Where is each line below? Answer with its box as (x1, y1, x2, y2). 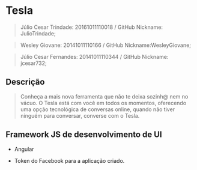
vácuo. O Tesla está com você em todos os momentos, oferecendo (20, 99, 187, 106)
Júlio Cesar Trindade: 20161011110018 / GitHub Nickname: (20, 23, 163, 31)
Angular (14, 145, 34, 153)
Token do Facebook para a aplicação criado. (14, 157, 125, 164)
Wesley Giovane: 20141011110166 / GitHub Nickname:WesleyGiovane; (20, 41, 192, 49)
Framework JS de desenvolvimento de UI (5, 130, 163, 140)
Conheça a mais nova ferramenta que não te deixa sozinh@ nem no (20, 93, 189, 100)
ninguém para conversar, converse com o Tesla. (20, 112, 140, 119)
